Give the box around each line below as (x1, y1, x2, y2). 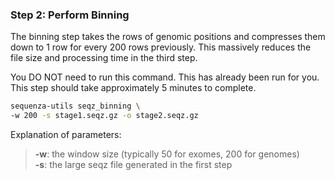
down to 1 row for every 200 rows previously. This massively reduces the (10, 41, 312, 53)
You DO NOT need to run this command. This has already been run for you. (10, 71, 320, 83)
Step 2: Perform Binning (10, 8, 130, 22)
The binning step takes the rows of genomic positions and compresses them (10, 31, 326, 43)
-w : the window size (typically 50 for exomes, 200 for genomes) (34, 148, 300, 160)
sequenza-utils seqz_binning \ (10, 101, 141, 112)
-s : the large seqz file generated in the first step (34, 159, 233, 171)
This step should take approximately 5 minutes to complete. (10, 82, 257, 94)
